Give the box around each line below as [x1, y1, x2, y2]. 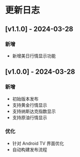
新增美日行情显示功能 [12, 53, 56, 59]
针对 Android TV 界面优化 [12, 140, 64, 146]
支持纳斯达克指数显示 [12, 108, 56, 114]
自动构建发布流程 [12, 147, 47, 153]
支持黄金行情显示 [12, 102, 47, 108]
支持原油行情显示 [12, 114, 47, 120]
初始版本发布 [12, 96, 39, 102]
